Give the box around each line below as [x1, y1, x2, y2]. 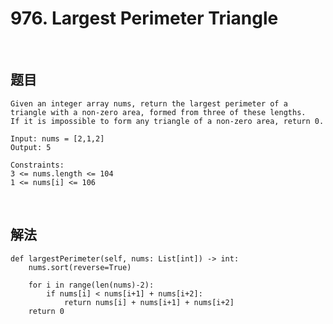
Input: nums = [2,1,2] [10, 133, 105, 144]
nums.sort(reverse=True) [28, 262, 132, 272]
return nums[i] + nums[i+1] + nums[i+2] [63, 297, 235, 307]
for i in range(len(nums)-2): [28, 280, 155, 290]
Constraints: [10, 160, 65, 170]
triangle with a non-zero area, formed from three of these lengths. [10, 107, 307, 117]
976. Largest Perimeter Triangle [10, 7, 279, 30]
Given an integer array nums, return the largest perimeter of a [10, 98, 288, 109]
